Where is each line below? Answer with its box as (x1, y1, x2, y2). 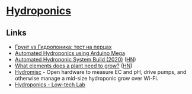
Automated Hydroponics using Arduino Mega (14, 50, 126, 57)
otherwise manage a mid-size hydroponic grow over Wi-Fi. (14, 75, 159, 82)
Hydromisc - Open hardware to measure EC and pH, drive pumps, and (14, 69, 187, 75)
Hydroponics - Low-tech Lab (14, 81, 86, 88)
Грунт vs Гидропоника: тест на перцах (14, 43, 112, 50)
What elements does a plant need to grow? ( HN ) (14, 62, 133, 69)
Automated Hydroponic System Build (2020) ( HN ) (14, 56, 136, 63)
